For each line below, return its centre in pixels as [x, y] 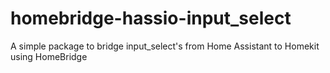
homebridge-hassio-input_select [151, 18]
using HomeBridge [49, 56]
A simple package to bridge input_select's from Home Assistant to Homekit [165, 46]
